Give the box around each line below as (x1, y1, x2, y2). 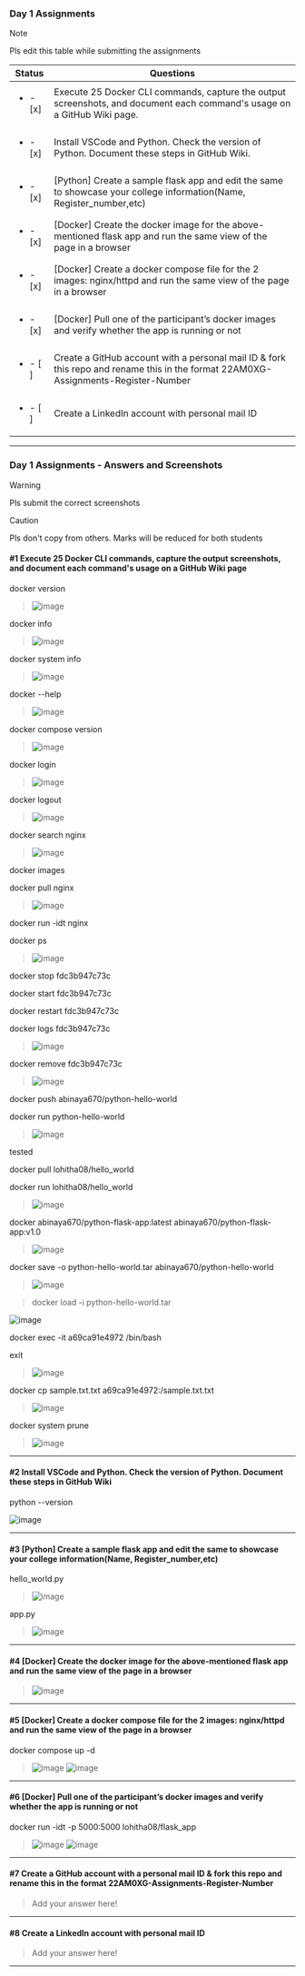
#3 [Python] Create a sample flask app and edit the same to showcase (9, 1544, 280, 1554)
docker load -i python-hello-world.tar (31, 1296, 172, 1307)
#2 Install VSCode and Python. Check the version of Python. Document (9, 1466, 284, 1478)
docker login (9, 759, 56, 770)
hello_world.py (9, 1574, 64, 1584)
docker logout (9, 794, 62, 805)
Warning (9, 480, 41, 491)
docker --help (9, 689, 62, 700)
